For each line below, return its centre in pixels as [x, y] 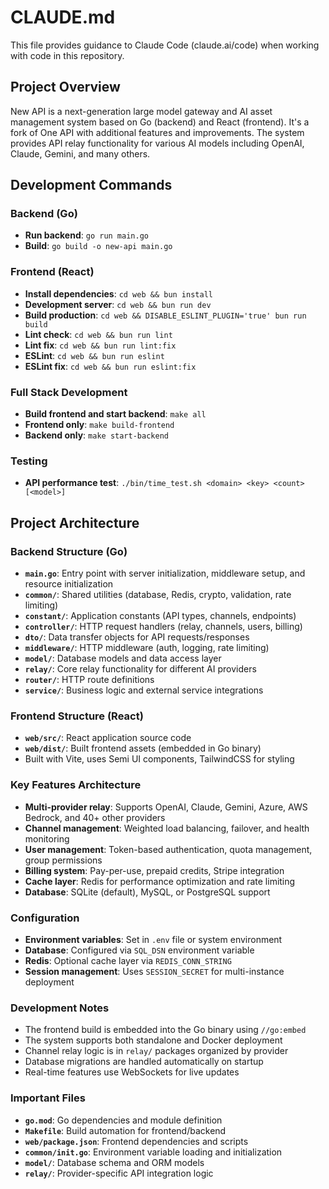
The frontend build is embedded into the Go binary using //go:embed [165, 1030]
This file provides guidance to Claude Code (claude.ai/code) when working [165, 45]
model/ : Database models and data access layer [123, 658]
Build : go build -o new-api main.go [98, 246]
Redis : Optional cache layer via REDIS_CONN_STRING [128, 960]
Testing [29, 461]
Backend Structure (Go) [69, 551]
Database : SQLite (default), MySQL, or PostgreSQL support [147, 892]
